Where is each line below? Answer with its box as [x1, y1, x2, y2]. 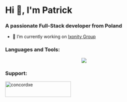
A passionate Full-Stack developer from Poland [5, 22, 122, 29]
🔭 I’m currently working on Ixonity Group [12, 33, 96, 39]
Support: [5, 69, 27, 76]
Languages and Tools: [5, 46, 60, 53]
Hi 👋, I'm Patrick [5, 4, 72, 16]
